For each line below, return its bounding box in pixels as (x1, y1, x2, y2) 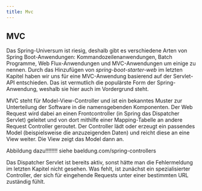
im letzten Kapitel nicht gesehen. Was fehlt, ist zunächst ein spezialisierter (6, 165, 191, 172)
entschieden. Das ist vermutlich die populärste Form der (16, 79, 156, 86)
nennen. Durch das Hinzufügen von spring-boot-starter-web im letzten (6, 66, 183, 74)
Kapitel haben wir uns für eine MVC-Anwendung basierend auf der (6, 73, 172, 80)
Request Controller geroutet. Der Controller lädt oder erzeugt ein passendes (6, 123, 195, 130)
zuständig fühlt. (6, 178, 45, 186)
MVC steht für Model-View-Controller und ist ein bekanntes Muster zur (6, 97, 183, 104)
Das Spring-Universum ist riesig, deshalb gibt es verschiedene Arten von (6, 47, 188, 54)
